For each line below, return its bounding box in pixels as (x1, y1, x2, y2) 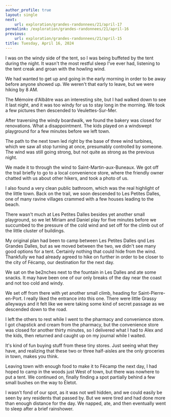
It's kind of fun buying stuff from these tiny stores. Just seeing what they (5, 342, 158, 348)
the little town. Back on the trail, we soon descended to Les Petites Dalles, (5, 190, 161, 196)
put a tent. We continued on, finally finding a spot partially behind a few (5, 374, 156, 380)
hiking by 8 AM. (5, 86, 38, 93)
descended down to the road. (5, 306, 67, 312)
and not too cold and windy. (5, 280, 64, 286)
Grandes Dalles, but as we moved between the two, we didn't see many (5, 243, 156, 249)
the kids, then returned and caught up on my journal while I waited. (5, 332, 146, 338)
